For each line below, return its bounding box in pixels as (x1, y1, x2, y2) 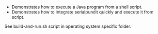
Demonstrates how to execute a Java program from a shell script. (11, 4, 142, 10)
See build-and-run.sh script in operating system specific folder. (4, 23, 131, 29)
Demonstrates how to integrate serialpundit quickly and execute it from (11, 9, 154, 15)
